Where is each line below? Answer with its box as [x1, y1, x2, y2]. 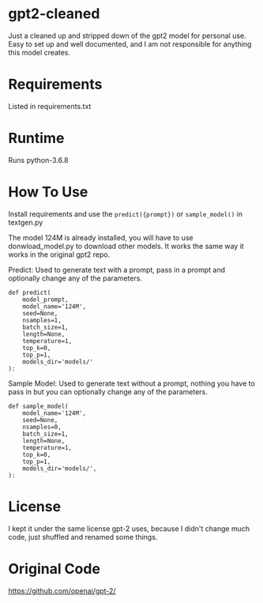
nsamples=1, [22, 316, 62, 324]
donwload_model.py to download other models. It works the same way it [8, 241, 245, 251]
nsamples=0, [22, 423, 62, 431]
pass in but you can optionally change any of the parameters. [8, 386, 208, 396]
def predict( [8, 288, 51, 296]
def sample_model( [8, 402, 69, 410]
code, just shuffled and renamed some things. [8, 532, 158, 541]
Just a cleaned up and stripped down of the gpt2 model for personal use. [8, 31, 246, 40]
